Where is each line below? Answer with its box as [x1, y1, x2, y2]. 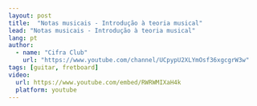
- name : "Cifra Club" [15, 49, 88, 57]
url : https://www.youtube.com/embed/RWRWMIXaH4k [15, 78, 182, 86]
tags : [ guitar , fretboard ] [8, 64, 99, 72]
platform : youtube [15, 85, 78, 94]
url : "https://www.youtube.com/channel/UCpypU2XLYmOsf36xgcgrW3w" [22, 57, 250, 65]
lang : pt [8, 33, 38, 42]
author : [8, 41, 35, 49]
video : [8, 71, 31, 79]
